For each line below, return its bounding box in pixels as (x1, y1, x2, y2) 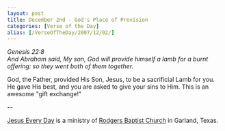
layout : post (7, 10, 44, 17)
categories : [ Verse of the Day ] (7, 23, 99, 29)
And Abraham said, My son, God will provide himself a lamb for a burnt (7, 55, 209, 63)
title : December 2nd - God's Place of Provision (7, 16, 148, 23)
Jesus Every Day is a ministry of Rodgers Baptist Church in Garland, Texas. (7, 117, 219, 125)
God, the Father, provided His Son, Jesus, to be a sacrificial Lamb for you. (7, 76, 215, 84)
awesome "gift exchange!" (7, 90, 82, 98)
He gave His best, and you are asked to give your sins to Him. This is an (7, 83, 209, 91)
